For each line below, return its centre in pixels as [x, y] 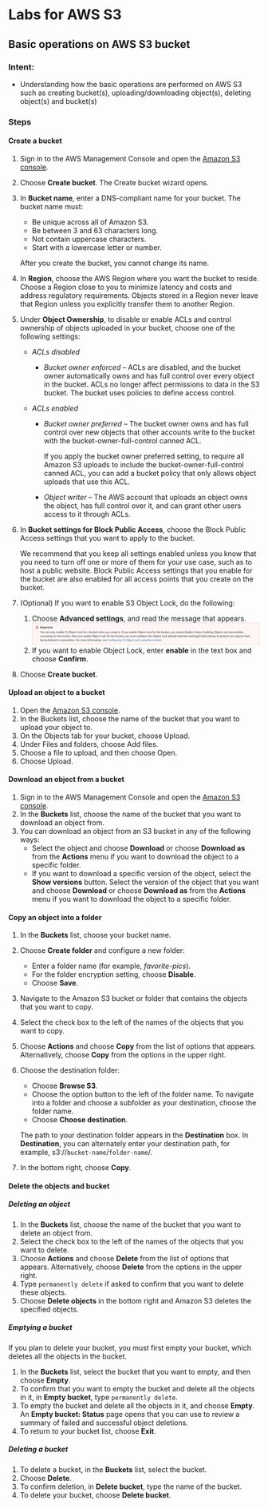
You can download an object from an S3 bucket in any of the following [135, 831]
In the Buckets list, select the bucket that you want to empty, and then [135, 1371]
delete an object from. [56, 1232]
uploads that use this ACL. [87, 482]
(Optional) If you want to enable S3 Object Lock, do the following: [127, 603]
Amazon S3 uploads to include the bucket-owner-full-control [144, 464]
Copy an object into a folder [55, 917]
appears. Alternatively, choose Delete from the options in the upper [131, 1267]
